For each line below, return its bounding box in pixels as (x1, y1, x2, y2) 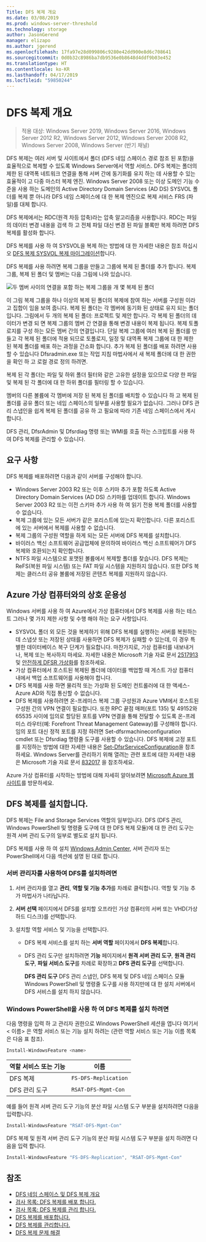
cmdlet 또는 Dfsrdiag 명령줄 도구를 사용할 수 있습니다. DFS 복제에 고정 (15, 735, 185, 743)
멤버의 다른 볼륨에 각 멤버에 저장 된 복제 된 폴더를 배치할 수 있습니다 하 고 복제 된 (6, 392, 199, 399)
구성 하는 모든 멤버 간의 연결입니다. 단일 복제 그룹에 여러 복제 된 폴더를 (22, 327, 191, 335)
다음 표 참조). (12, 1035, 45, 1042)
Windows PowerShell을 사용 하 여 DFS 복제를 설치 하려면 (6, 1004, 169, 1013)
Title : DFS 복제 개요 (6, 9, 56, 15)
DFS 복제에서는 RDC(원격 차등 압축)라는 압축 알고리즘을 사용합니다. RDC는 (6, 214, 186, 221)
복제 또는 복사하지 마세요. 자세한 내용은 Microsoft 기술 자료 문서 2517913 (23, 651, 199, 658)
